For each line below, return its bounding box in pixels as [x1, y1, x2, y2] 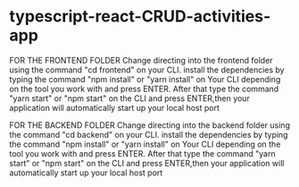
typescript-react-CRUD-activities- [9, 6, 271, 27]
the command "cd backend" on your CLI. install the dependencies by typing [9, 129, 288, 140]
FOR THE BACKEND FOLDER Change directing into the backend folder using [9, 119, 290, 131]
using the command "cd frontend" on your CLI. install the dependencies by [9, 64, 285, 75]
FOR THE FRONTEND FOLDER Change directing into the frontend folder [9, 55, 274, 65]
